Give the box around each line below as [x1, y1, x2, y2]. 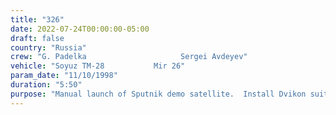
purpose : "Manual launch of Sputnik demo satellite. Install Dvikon [10, 89, 307, 99]
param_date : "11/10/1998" [10, 71, 118, 81]
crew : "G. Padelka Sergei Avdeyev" [10, 52, 248, 62]
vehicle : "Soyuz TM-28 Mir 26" [10, 61, 186, 71]
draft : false [10, 33, 65, 43]
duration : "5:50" [10, 80, 83, 90]
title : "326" [10, 14, 65, 25]
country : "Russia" [10, 42, 87, 53]
